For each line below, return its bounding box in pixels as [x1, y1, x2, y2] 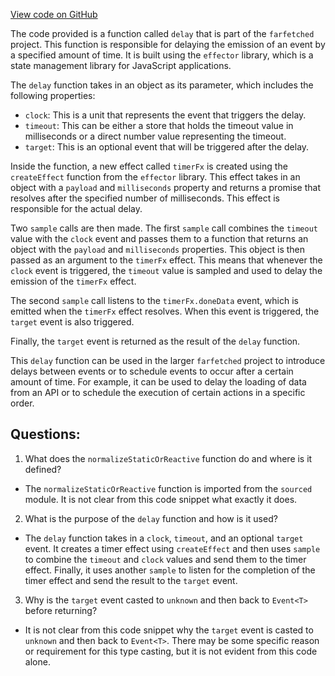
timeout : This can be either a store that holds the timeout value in [24, 120, 294, 131]
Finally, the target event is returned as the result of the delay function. [10, 335, 301, 347]
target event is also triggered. [10, 316, 135, 328]
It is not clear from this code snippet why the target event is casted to [24, 624, 314, 636]
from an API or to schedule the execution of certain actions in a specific [10, 387, 306, 398]
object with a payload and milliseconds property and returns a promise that [10, 182, 321, 193]
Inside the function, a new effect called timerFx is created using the [10, 160, 288, 172]
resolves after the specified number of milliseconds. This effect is [10, 192, 280, 204]
